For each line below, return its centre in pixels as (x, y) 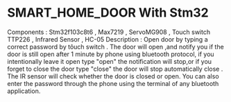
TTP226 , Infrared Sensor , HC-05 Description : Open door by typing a (108, 39)
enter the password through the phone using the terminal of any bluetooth (113, 83)
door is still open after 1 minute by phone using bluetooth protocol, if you (111, 54)
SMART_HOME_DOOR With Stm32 (108, 13)
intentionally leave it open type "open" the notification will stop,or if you (110, 61)
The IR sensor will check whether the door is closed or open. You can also (113, 76)
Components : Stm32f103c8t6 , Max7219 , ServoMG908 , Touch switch (109, 32)
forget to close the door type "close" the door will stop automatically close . (115, 69)
